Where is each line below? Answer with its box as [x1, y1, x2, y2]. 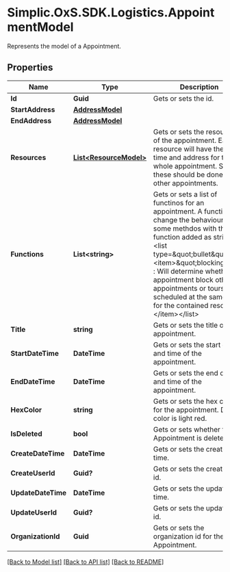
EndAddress [10, 116, 52, 125]
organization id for [153, 532, 212, 541]
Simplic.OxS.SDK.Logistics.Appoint [7, 5, 215, 21]
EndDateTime [10, 376, 55, 386]
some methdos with [153, 224, 217, 233]
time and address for [153, 153, 220, 162]
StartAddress [10, 105, 55, 114]
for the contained [153, 300, 209, 310]
